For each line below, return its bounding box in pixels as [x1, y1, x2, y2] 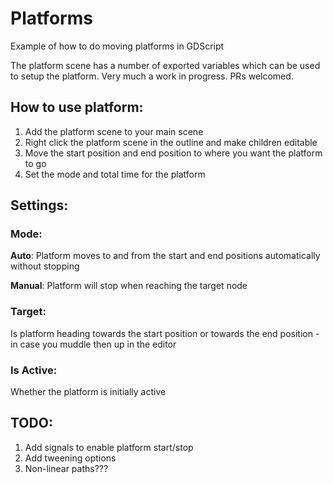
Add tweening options [24, 452, 117, 464]
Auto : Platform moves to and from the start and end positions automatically [10, 250, 321, 262]
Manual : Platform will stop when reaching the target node [10, 280, 248, 292]
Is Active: [10, 363, 58, 377]
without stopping [10, 260, 80, 272]
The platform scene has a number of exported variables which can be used [10, 59, 321, 71]
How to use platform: [10, 99, 144, 116]
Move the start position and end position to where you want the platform [24, 147, 323, 159]
